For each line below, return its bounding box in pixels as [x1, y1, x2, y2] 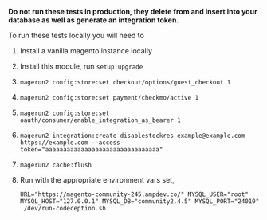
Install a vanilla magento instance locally [19, 46, 153, 55]
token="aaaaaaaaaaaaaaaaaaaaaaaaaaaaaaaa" [19, 146, 163, 154]
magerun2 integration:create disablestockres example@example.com [19, 132, 245, 139]
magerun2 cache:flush [19, 161, 92, 169]
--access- [91, 139, 124, 147]
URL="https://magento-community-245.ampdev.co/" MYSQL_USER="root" [19, 191, 249, 198]
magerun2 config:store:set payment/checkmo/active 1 [19, 94, 199, 102]
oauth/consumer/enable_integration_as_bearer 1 [19, 116, 181, 124]
